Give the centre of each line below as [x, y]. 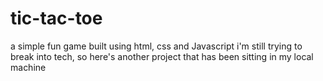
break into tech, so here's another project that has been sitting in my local [162, 56]
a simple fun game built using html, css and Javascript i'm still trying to [156, 46]
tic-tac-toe [56, 18]
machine [28, 67]
